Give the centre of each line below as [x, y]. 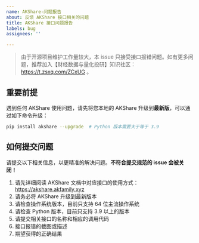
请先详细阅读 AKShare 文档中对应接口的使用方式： [77, 182]
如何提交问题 [30, 147]
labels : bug [21, 28]
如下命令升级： [29, 115]
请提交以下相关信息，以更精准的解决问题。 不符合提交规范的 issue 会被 [93, 162]
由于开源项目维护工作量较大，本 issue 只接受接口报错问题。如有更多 [105, 57]
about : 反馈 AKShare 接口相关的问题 [48, 17]
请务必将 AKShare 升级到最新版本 [56, 196]
